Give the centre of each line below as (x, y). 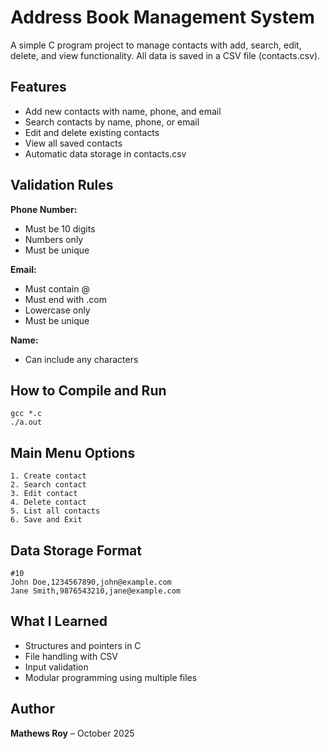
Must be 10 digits (60, 228)
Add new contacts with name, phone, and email (123, 111)
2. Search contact (48, 485)
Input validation (56, 667)
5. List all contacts (55, 511)
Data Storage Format (76, 550)
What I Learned (59, 621)
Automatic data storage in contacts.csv (105, 153)
